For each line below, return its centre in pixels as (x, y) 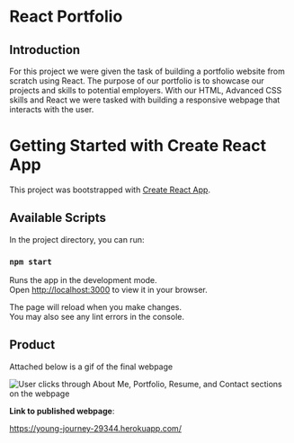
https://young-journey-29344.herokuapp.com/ (96, 428)
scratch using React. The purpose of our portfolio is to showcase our (137, 81)
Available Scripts (58, 218)
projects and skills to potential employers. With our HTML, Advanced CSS (146, 90)
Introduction (45, 50)
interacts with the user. (52, 109)
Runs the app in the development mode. (83, 280)
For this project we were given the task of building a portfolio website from (147, 71)
